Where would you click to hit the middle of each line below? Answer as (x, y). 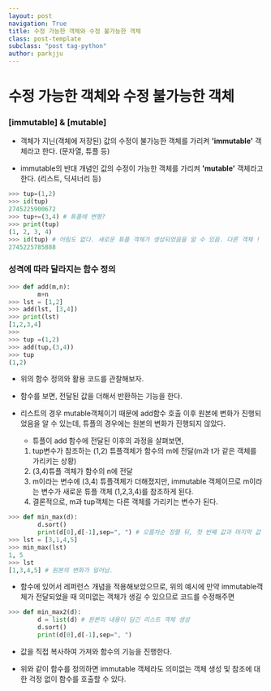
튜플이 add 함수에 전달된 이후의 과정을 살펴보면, (108, 441)
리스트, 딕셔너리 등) (71, 179)
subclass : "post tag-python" (58, 46)
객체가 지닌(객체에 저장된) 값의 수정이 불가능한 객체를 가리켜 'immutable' (136, 141)
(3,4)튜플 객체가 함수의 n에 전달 (82, 472)
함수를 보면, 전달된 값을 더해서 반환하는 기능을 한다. (101, 396)
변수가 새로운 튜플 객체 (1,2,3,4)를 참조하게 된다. (117, 492)
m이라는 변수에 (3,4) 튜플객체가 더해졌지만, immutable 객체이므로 (137, 481)
